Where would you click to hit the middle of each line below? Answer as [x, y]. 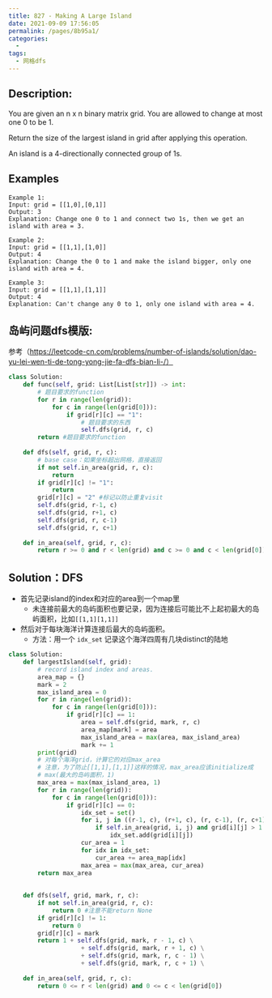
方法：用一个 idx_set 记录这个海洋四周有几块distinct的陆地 [130, 639]
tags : [17, 53]
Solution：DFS [46, 577]
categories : [28, 38]
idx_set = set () [108, 812]
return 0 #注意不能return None [102, 911]
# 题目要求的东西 [106, 422]
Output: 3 [25, 211]
